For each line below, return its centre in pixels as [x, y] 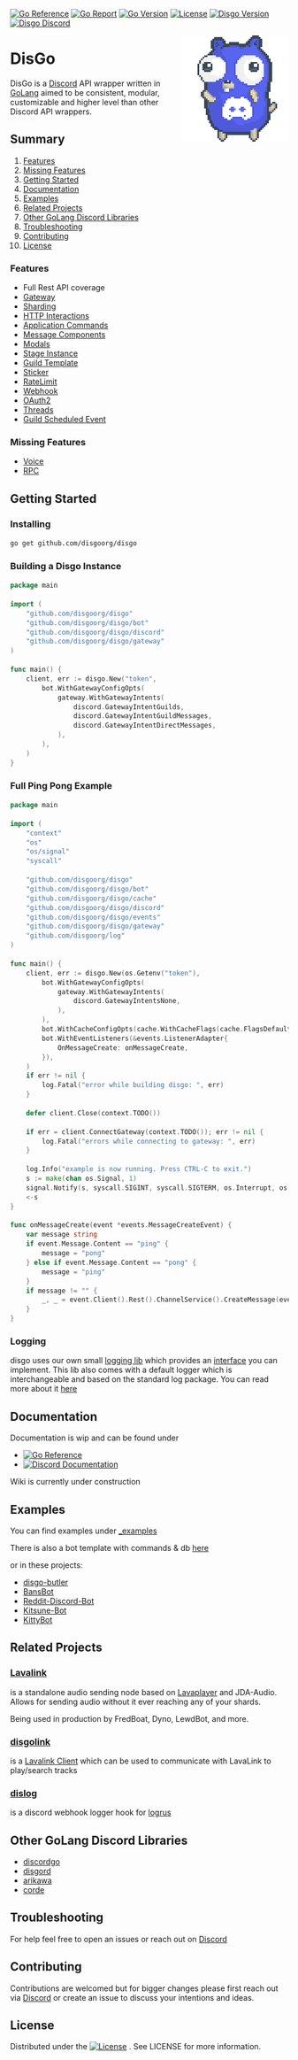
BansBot [38, 1591]
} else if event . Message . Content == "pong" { [111, 1262]
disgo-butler [46, 1582]
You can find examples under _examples [84, 1531]
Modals [37, 344]
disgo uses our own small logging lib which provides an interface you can [144, 1361]
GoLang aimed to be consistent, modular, [85, 92]
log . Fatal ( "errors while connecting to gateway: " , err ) [149, 1141]
